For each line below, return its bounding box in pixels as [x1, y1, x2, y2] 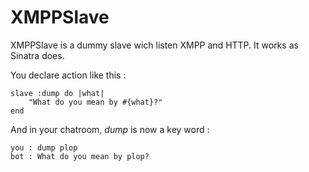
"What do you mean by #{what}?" [28, 97, 163, 107]
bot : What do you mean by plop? [10, 151, 150, 161]
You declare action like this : [10, 69, 127, 81]
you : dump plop [10, 142, 78, 153]
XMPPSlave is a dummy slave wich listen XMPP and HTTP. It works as [10, 39, 299, 51]
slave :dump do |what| [10, 88, 105, 98]
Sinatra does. [10, 49, 65, 61]
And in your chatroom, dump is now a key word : [10, 123, 210, 135]
